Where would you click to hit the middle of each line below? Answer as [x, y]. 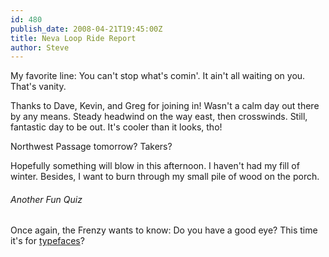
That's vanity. [38, 87]
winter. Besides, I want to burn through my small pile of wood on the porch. [165, 177]
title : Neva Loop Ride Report [73, 38]
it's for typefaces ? [47, 241]
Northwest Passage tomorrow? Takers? [91, 147]
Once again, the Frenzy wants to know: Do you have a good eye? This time [164, 230]
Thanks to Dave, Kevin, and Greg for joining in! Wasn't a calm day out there [165, 106]
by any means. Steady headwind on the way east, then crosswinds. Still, [159, 117]
